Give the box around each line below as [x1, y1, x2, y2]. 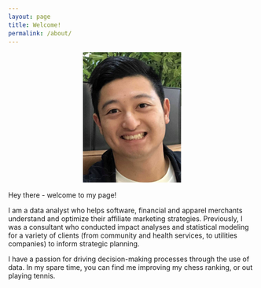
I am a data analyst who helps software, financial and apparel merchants [8, 205, 243, 215]
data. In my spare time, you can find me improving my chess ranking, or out [8, 262, 253, 271]
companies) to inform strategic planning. [8, 238, 140, 248]
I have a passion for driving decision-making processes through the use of [8, 254, 250, 264]
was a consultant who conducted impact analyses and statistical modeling [8, 222, 249, 231]
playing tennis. [8, 271, 56, 280]
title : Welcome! [8, 20, 61, 29]
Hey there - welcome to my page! [8, 190, 117, 200]
